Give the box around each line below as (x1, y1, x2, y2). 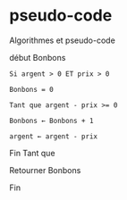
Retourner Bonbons (9, 164, 81, 175)
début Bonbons (9, 52, 66, 62)
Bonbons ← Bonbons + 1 (9, 116, 94, 125)
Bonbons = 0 (9, 85, 54, 94)
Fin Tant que (9, 147, 55, 158)
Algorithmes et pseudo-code (9, 35, 116, 46)
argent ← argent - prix (9, 131, 98, 141)
